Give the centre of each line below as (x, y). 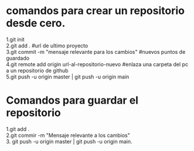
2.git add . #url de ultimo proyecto (47, 46)
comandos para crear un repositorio (95, 11)
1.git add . (18, 129)
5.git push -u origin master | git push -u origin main (68, 77)
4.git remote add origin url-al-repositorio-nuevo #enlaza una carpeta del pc (97, 64)
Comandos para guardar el (72, 100)
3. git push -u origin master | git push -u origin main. (69, 141)
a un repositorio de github (37, 70)
